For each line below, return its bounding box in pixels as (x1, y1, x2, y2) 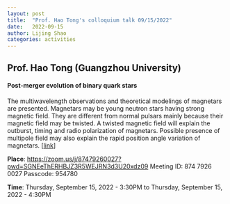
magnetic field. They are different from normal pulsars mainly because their (7, 111, 224, 120)
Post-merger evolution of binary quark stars (7, 81, 138, 90)
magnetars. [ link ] (7, 141, 56, 150)
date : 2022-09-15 (7, 23, 64, 30)
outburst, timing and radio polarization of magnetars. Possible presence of (7, 126, 220, 134)
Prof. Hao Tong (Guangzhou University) (7, 62, 182, 74)
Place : (7, 155, 26, 163)
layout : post (7, 10, 45, 17)
